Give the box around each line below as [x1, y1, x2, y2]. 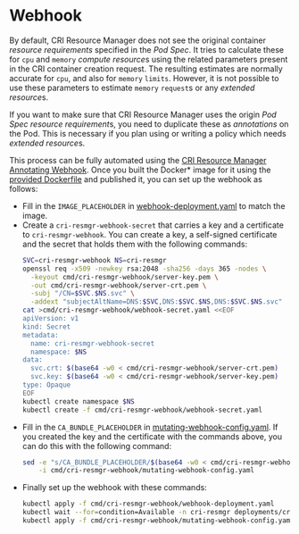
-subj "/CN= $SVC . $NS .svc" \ [30, 289, 136, 298]
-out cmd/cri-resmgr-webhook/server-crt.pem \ [30, 280, 207, 290]
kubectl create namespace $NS [21, 396, 136, 406]
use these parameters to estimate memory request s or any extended [9, 82, 255, 93]
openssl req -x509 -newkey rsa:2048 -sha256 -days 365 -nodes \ [21, 264, 267, 273]
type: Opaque [21, 380, 71, 389]
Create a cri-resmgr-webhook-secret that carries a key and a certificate [21, 220, 284, 230]
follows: [9, 183, 38, 194]
